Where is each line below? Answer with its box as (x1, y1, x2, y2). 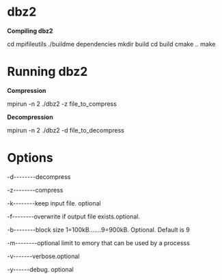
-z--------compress (7, 186, 64, 194)
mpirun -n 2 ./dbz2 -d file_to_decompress (7, 126, 124, 134)
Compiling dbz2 (7, 27, 53, 35)
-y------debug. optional (7, 265, 74, 273)
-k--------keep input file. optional (7, 199, 101, 207)
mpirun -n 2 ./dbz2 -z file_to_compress (7, 100, 117, 108)
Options (7, 150, 53, 166)
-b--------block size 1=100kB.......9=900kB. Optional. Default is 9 (7, 225, 190, 234)
